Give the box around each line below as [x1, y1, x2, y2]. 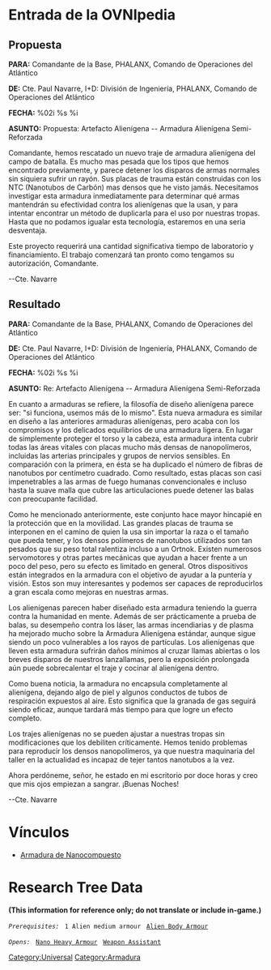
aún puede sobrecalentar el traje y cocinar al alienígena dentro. [8, 663, 220, 673]
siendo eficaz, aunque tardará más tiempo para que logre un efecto [8, 704, 234, 714]
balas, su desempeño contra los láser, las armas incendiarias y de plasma [8, 620, 254, 630]
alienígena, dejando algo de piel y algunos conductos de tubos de [8, 687, 228, 697]
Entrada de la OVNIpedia [8, 6, 176, 24]
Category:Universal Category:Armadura [8, 952, 142, 962]
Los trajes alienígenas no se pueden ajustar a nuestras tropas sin [8, 729, 225, 738]
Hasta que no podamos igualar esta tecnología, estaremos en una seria [8, 217, 246, 226]
